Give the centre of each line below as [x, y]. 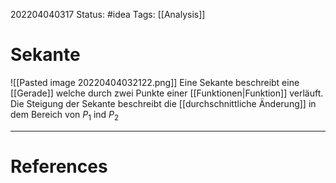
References [59, 166]
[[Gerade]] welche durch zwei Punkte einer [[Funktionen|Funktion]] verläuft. [167, 93]
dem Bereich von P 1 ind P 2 [65, 115]
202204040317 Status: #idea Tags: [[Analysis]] [108, 14]
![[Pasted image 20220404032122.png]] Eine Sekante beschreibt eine [155, 82]
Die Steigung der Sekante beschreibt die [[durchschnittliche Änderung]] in [163, 103]
